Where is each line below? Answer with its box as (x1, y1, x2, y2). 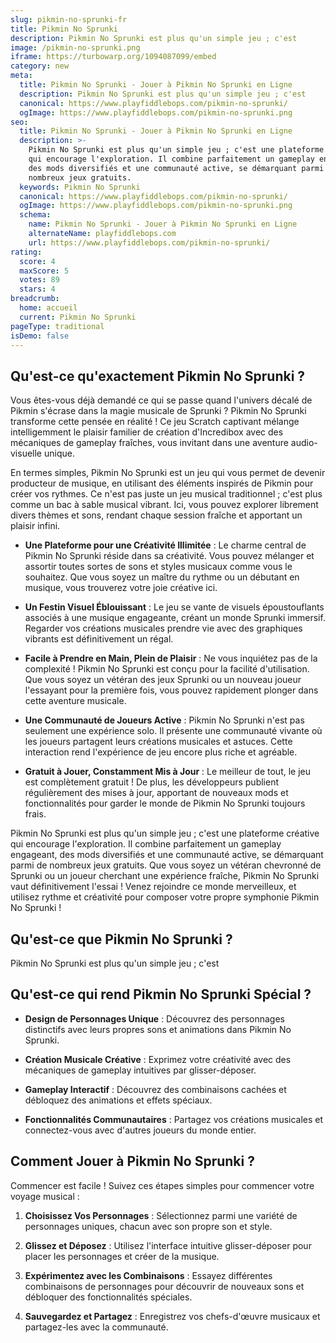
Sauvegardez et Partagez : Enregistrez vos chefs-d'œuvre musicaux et (24, 1310, 321, 1322)
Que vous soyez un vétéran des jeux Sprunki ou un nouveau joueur (24, 674, 302, 686)
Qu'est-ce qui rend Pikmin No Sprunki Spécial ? (10, 986, 312, 1003)
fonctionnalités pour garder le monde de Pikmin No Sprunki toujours (24, 797, 306, 810)
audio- (290, 437, 318, 449)
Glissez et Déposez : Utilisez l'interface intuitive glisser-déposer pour (24, 1239, 312, 1251)
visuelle (10, 447, 43, 460)
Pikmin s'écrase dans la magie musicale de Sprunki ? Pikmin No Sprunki (10, 405, 307, 417)
